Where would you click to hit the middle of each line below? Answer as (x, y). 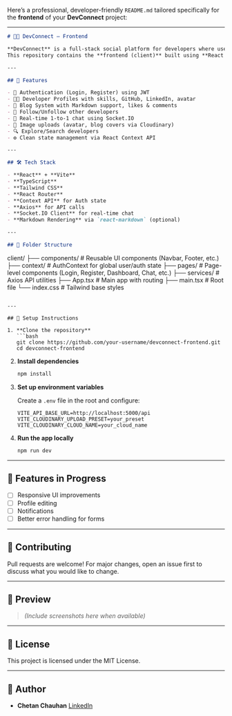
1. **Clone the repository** (49, 330)
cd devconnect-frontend (50, 348)
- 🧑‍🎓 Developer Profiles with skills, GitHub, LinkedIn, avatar (101, 99)
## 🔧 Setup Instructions (43, 318)
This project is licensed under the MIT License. (74, 661)
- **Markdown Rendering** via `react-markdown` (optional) (94, 220)
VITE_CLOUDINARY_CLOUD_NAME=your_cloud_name (82, 425)
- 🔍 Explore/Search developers (53, 131)
